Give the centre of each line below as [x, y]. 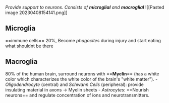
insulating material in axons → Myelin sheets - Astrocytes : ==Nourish [77, 89]
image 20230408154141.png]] [36, 13]
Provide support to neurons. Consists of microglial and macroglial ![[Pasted [85, 7]
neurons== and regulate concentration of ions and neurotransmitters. [77, 95]
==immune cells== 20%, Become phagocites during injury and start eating [83, 40]
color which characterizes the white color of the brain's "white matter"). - [81, 79]
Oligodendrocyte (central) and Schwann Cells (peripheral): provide [74, 84]
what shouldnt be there [30, 46]
